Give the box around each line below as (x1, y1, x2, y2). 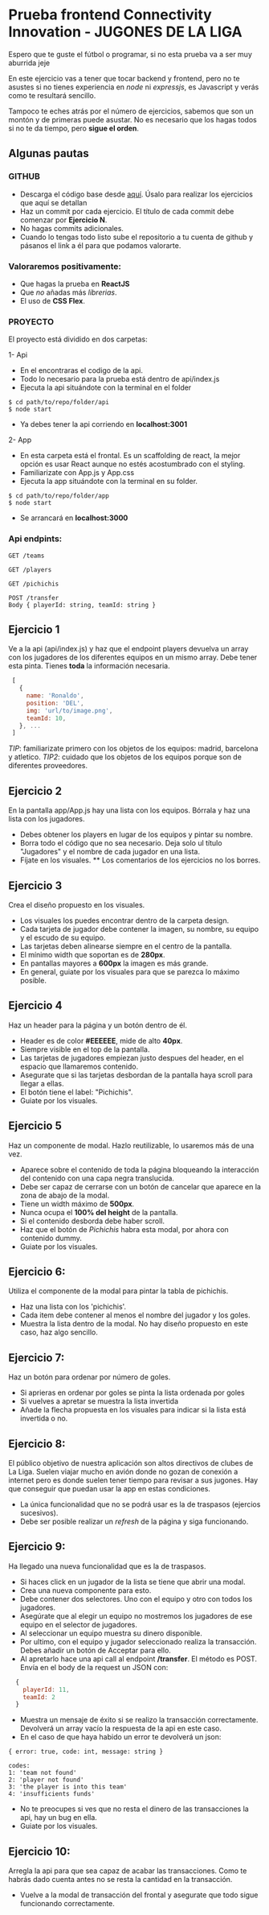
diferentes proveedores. (8, 761, 88, 771)
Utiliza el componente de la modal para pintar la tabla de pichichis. (8, 1286, 229, 1296)
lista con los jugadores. (8, 814, 86, 824)
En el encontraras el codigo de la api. (19, 366, 143, 375)
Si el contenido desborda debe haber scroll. (19, 1216, 165, 1226)
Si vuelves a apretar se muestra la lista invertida (19, 1396, 179, 1406)
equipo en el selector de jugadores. (19, 1619, 138, 1629)
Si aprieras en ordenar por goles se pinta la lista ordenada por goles (19, 1388, 245, 1398)
